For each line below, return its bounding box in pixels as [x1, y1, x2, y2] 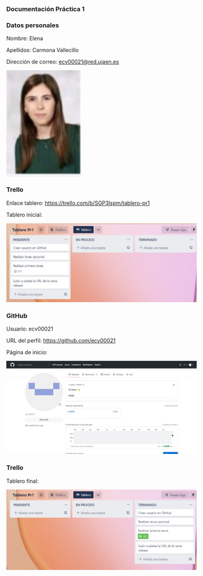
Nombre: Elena [6, 35, 43, 42]
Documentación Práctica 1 [6, 5, 85, 13]
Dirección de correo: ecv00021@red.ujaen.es [6, 58, 120, 65]
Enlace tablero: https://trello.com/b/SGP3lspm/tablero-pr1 [6, 199, 150, 207]
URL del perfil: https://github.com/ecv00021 [6, 337, 116, 345]
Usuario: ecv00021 [6, 325, 53, 332]
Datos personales [6, 21, 59, 29]
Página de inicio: [6, 349, 48, 356]
